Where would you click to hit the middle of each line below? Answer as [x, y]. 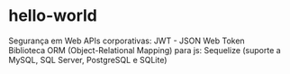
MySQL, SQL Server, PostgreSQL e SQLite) [88, 60]
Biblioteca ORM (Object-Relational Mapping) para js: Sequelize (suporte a [145, 50]
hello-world [53, 16]
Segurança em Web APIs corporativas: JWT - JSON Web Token [127, 41]
